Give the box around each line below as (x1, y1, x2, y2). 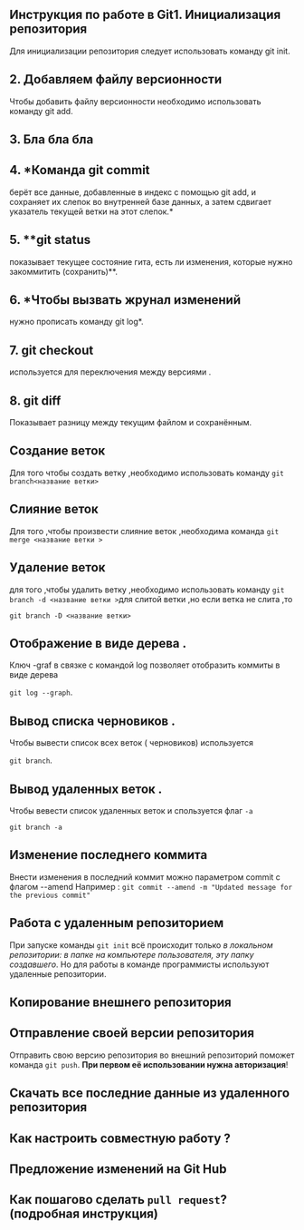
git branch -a (9, 823, 63, 832)
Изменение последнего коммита (9, 847, 208, 863)
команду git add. (9, 105, 74, 116)
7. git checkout (9, 342, 94, 357)
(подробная (9, 1206, 80, 1222)
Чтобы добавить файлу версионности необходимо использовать (9, 95, 261, 107)
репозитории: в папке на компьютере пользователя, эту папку (9, 949, 255, 960)
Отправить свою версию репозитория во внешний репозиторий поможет (9, 1049, 295, 1060)
